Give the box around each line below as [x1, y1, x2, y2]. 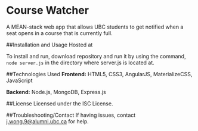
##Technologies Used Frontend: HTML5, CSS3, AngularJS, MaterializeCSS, [6, 70, 193, 77]
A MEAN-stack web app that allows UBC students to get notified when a [6, 23, 184, 30]
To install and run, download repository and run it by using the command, [6, 52, 186, 60]
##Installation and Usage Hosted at [6, 41, 93, 48]
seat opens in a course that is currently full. [6, 29, 113, 36]
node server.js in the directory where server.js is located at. [6, 59, 155, 66]
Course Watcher [6, 4, 89, 17]
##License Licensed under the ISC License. [6, 99, 113, 107]
